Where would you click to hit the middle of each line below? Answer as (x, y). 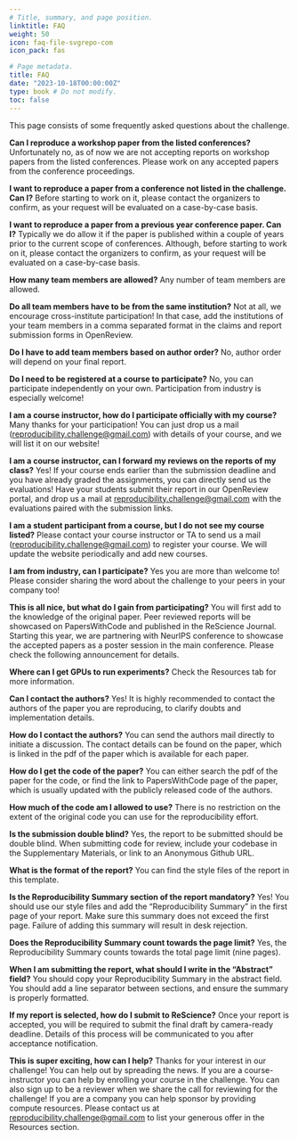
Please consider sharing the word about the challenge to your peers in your (148, 580)
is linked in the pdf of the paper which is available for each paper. (129, 753)
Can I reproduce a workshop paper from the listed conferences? (130, 143)
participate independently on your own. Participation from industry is (135, 388)
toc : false (29, 100)
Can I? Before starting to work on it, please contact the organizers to (135, 198)
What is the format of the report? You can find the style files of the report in (149, 870)
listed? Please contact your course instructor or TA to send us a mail (135, 535)
